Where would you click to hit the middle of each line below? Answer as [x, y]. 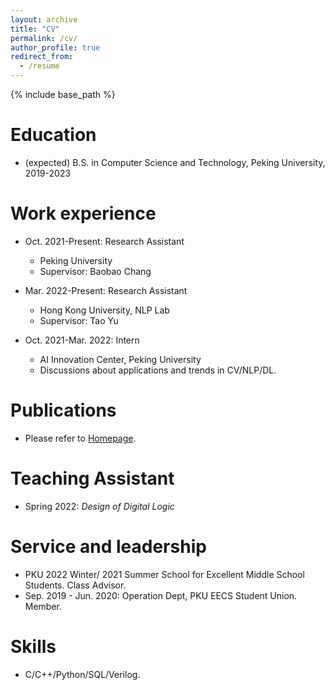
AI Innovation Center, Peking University [120, 359]
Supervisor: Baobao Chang [95, 271]
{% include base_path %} [63, 94]
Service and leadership [108, 546]
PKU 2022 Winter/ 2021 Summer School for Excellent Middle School [164, 574]
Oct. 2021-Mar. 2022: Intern [82, 340]
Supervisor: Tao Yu [79, 320]
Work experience [83, 213]
